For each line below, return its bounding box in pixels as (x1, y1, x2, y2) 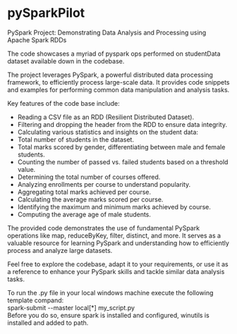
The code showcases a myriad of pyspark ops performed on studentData (7, 49, 221, 58)
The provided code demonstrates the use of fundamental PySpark (7, 223, 200, 232)
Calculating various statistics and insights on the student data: (17, 128, 199, 136)
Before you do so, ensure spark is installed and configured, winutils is (7, 311, 209, 319)
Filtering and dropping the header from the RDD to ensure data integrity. (17, 120, 228, 128)
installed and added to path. (7, 318, 89, 327)
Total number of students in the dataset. (17, 135, 134, 144)
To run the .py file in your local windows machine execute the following (7, 288, 214, 297)
